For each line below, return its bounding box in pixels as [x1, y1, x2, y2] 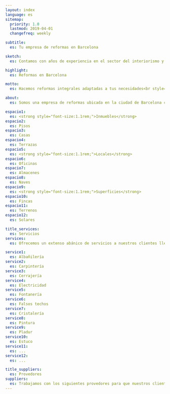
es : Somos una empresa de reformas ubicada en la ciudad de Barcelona [10, 100, 162, 105]
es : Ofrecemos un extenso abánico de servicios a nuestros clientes [10, 241, 157, 246]
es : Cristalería [10, 311, 44, 316]
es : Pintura [10, 320, 35, 325]
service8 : [5, 316, 26, 321]
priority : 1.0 [10, 21, 39, 27]
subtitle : [5, 40, 26, 46]
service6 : [5, 297, 26, 302]
